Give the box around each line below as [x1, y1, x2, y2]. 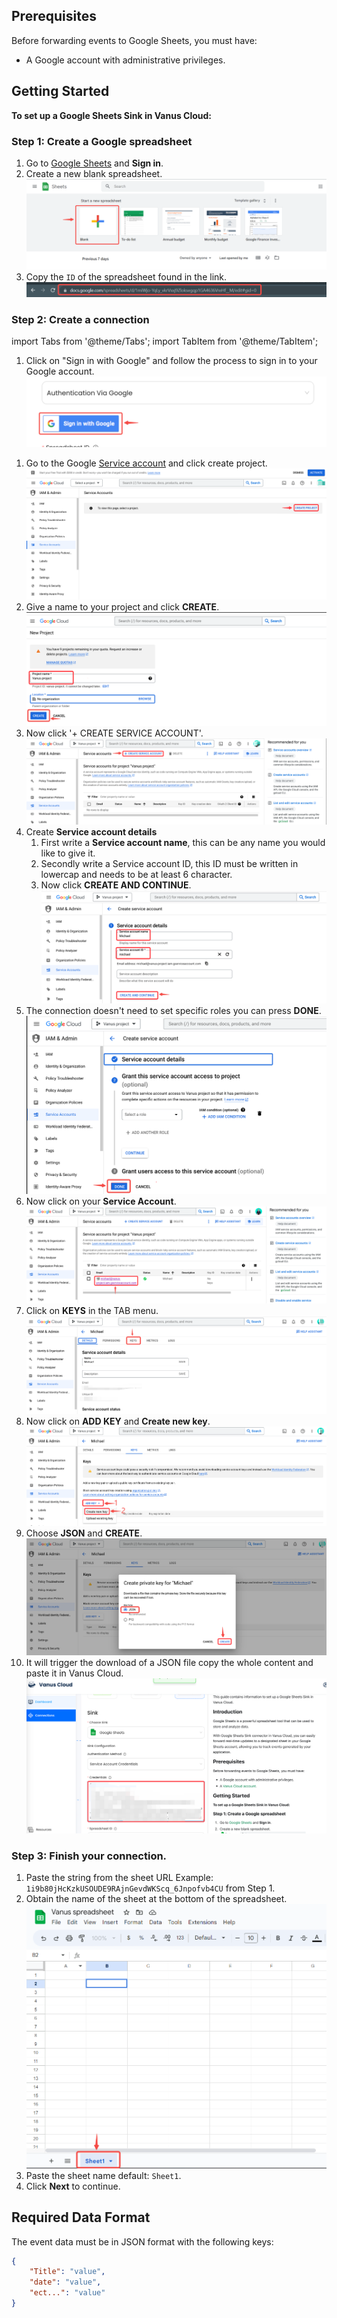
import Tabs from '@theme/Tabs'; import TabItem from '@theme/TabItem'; [11, 335, 319, 348]
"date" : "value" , [29, 2277, 102, 2288]
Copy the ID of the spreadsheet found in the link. [25, 271, 228, 283]
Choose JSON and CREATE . [25, 1527, 143, 1539]
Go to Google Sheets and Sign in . [25, 157, 164, 169]
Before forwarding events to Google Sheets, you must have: [11, 34, 258, 46]
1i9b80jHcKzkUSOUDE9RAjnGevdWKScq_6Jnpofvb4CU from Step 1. [25, 1882, 276, 1894]
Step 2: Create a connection [11, 312, 150, 326]
